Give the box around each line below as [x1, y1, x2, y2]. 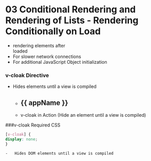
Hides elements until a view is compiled [12, 83, 97, 90]
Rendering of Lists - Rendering [5, 14, 139, 26]
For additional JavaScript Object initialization [12, 59, 107, 65]
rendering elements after [12, 42, 66, 48]
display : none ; [5, 136, 38, 142]
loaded [12, 48, 28, 54]
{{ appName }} [20, 98, 68, 107]
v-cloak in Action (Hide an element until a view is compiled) [20, 112, 146, 118]
